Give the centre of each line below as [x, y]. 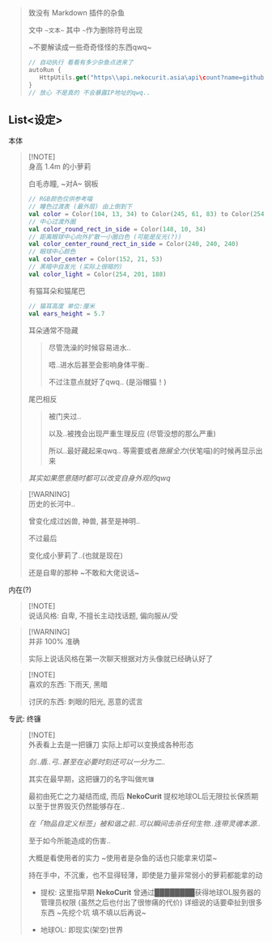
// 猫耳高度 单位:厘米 [62, 306]
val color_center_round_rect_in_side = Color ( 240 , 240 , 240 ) [134, 244]
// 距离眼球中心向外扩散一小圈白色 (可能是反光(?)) [105, 237]
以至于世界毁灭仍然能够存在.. [76, 806]
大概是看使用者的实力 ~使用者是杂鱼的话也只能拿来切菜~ [123, 858]
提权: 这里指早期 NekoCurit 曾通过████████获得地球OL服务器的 [151, 892]
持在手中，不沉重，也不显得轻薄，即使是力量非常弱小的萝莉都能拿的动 [145, 875]
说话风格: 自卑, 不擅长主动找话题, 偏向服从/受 [103, 615]
